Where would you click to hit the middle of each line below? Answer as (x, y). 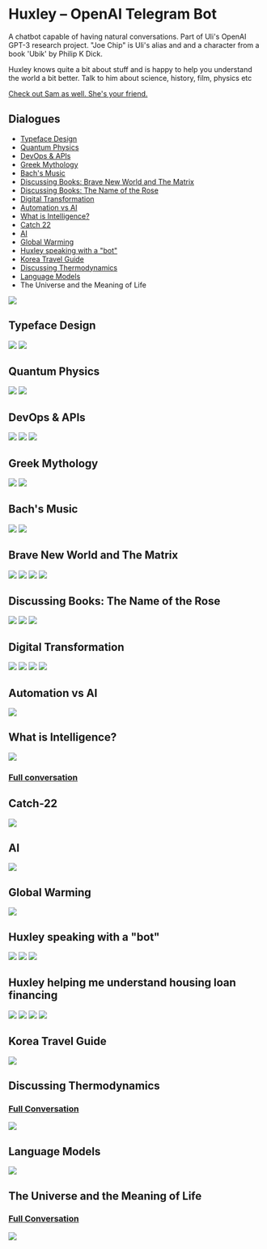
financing (33, 995)
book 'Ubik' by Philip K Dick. (55, 53)
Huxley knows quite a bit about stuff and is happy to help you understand (130, 69)
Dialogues (34, 119)
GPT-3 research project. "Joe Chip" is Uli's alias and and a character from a (134, 45)
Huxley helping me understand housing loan (122, 983)
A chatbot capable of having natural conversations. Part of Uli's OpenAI (127, 36)
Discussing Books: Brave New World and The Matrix (107, 181)
